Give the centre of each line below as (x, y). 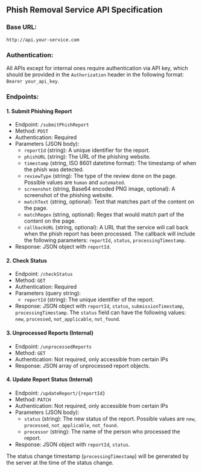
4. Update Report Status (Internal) (50, 379)
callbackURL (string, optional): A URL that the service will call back (106, 228)
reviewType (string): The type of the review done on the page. (100, 176)
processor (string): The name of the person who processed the (102, 431)
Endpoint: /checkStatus (44, 274)
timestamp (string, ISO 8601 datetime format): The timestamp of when (110, 163)
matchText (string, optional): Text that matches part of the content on (109, 202)
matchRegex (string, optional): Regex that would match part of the (104, 215)
